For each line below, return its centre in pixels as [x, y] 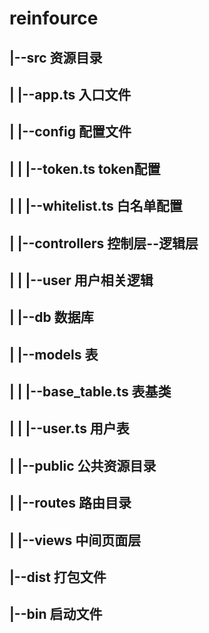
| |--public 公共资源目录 [83, 465]
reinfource [54, 18]
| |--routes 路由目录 [70, 503]
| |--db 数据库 [51, 317]
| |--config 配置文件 [70, 132]
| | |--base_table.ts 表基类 [90, 392]
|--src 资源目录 [56, 57]
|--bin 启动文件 [56, 614]
